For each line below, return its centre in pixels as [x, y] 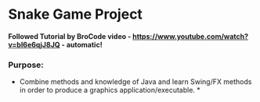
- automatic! [82, 44]
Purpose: [26, 65]
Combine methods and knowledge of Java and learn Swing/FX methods [135, 82]
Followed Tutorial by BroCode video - [70, 36]
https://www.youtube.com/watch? [191, 36]
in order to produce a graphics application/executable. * [110, 90]
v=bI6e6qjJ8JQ [34, 44]
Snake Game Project [76, 14]
